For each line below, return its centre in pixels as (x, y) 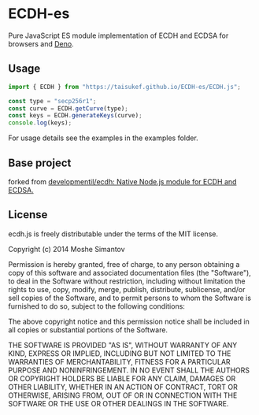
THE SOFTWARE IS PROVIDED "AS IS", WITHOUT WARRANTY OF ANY (123, 345)
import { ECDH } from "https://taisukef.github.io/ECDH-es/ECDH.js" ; (125, 87)
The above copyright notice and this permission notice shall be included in (129, 321)
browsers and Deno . (41, 43)
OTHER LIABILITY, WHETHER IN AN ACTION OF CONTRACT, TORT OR (123, 387)
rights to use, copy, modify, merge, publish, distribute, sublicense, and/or (127, 289)
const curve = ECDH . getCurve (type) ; (68, 108)
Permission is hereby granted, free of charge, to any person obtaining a (124, 264)
